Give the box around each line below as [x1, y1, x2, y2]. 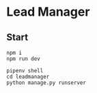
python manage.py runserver [6, 79, 87, 86]
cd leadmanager [6, 73, 50, 80]
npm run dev [6, 55, 40, 62]
